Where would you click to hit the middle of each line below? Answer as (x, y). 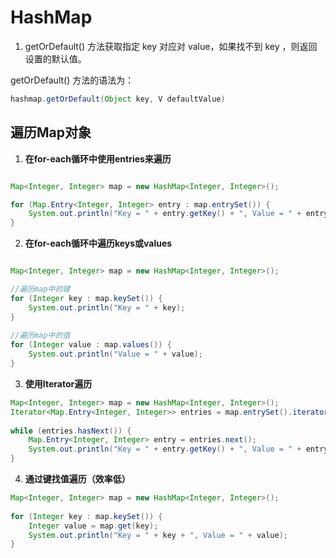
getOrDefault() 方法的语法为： (72, 80)
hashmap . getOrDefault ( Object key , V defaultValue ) (118, 99)
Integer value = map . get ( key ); (93, 526)
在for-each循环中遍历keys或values (98, 243)
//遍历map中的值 (40, 336)
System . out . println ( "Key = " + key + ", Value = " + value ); (158, 535)
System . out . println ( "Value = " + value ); (115, 354)
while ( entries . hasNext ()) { (71, 431)
